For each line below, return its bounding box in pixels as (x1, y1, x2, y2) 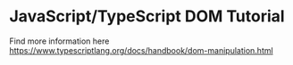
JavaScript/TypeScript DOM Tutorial (9, 6, 285, 27)
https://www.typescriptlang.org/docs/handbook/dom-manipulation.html (9, 45, 274, 55)
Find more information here (9, 36, 110, 46)
